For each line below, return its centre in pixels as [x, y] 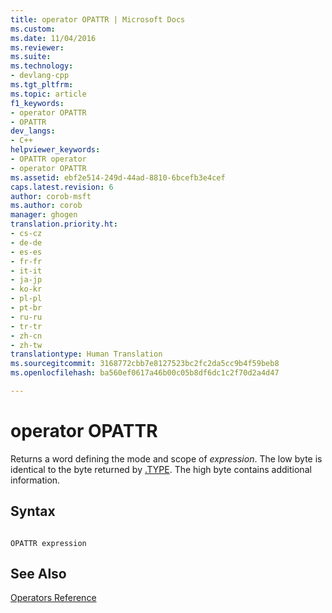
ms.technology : [42, 66]
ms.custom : [33, 29]
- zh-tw [26, 345]
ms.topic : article [48, 94]
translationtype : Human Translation [86, 354]
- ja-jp [26, 280]
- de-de [26, 242]
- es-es [26, 252]
